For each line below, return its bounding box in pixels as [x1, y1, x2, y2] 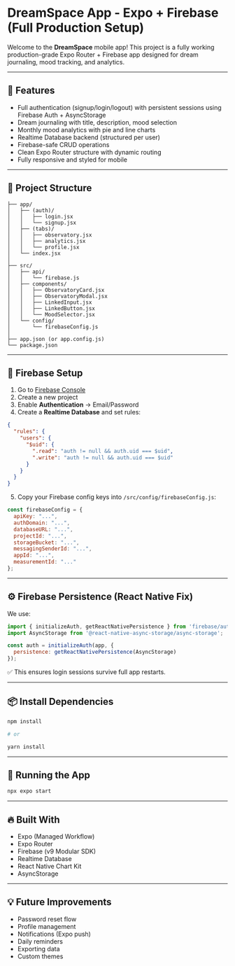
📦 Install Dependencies [7, 696, 114, 708]
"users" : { [20, 435, 52, 442]
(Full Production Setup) [7, 20, 145, 36]
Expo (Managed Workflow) [17, 832, 95, 841]
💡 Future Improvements [7, 896, 112, 908]
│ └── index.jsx [7, 250, 61, 257]
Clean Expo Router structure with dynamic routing [17, 148, 162, 156]
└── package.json [7, 342, 58, 349]
